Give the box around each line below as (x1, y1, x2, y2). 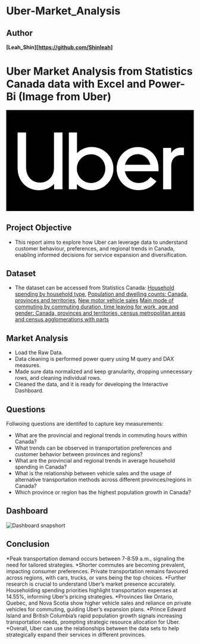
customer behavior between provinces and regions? (14, 451, 143, 458)
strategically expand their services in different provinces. (6, 631, 146, 638)
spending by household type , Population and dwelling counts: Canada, (14, 290, 189, 298)
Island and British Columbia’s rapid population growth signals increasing (6, 612, 183, 619)
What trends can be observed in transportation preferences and (14, 444, 172, 451)
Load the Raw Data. (14, 349, 64, 356)
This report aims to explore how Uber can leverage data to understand (14, 239, 187, 246)
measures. (14, 362, 41, 369)
